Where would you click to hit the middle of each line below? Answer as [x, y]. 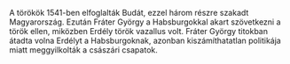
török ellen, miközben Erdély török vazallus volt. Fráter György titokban [139, 31]
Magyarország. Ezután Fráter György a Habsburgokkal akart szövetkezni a [145, 22]
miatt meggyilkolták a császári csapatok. [83, 50]
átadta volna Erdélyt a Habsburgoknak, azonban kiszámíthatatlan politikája [145, 40]
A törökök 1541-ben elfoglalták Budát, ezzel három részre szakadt [129, 13]
